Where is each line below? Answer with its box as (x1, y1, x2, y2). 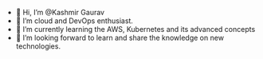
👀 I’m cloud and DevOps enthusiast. (15, 16, 134, 26)
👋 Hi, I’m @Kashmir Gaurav (15, 8, 105, 17)
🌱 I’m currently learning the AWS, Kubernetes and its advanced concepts (15, 25, 256, 33)
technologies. (15, 41, 61, 51)
